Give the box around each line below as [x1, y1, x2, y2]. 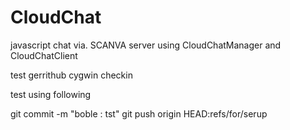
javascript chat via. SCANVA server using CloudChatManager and [10, 39, 282, 51]
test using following [10, 88, 92, 100]
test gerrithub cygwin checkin [10, 69, 133, 81]
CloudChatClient [10, 49, 78, 61]
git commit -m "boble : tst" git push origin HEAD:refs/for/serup [10, 107, 268, 120]
